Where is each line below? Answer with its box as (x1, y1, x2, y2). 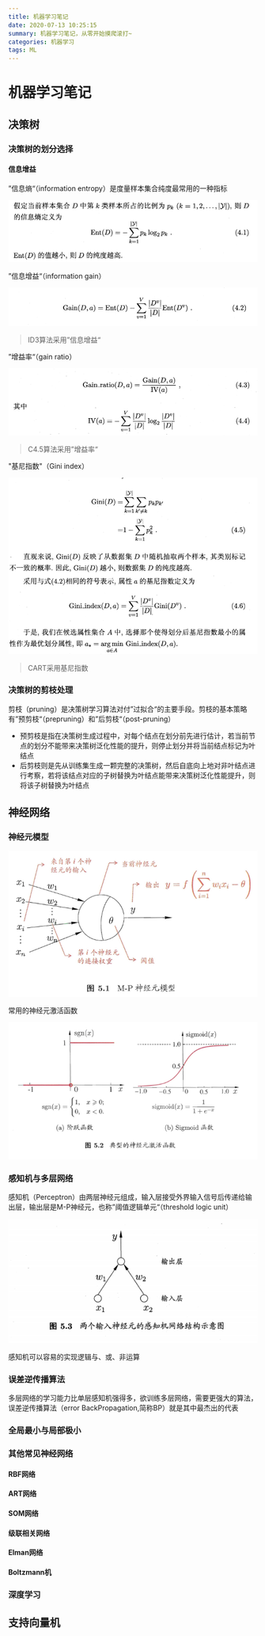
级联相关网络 (8, 1528, 50, 1538)
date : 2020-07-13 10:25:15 (8, 21, 97, 29)
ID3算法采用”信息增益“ (27, 335, 101, 344)
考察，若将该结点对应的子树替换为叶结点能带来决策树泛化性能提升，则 (26, 770, 256, 780)
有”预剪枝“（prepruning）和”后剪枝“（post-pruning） (8, 713, 176, 724)
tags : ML (8, 46, 37, 55)
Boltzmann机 (8, 1567, 52, 1577)
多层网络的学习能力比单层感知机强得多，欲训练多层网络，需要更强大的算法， (8, 1394, 258, 1403)
